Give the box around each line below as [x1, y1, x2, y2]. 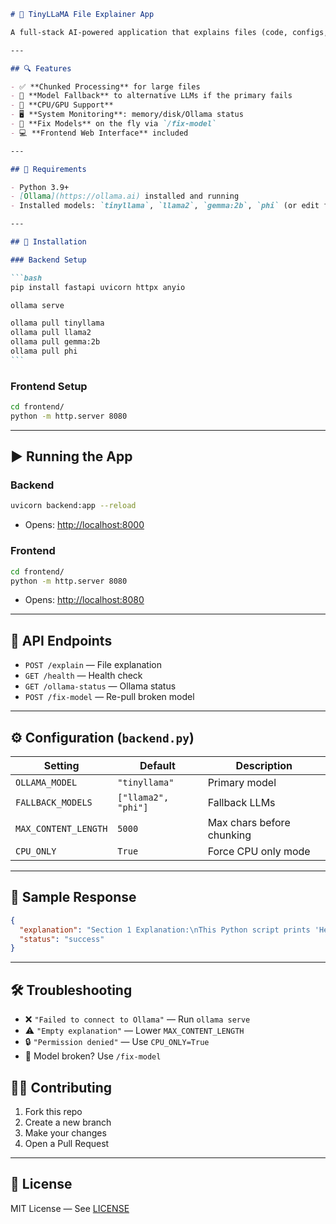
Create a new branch [24, 1116, 112, 1128]
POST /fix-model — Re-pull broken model [24, 691, 195, 703]
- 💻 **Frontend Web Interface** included [10, 128, 189, 138]
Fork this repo [24, 1105, 83, 1117]
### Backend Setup [10, 255, 87, 265]
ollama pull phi [10, 346, 78, 356]
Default [139, 759, 176, 773]
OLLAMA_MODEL [15, 777, 78, 789]
